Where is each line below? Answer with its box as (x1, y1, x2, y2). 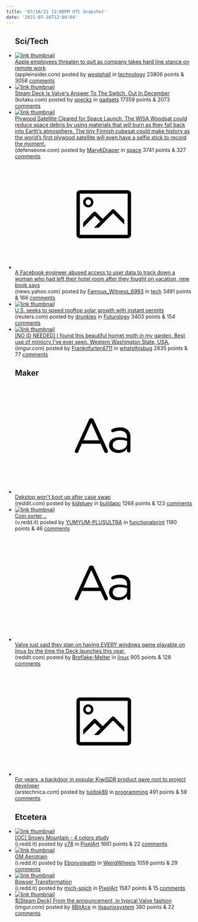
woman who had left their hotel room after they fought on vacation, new (14, 275, 190, 282)
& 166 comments (14, 294, 56, 301)
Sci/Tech (14, 36, 49, 46)
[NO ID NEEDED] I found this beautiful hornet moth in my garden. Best (14, 332, 185, 339)
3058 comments (14, 77, 55, 84)
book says (14, 281, 40, 289)
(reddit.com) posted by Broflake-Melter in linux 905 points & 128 (14, 654, 171, 661)
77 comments (14, 351, 48, 358)
